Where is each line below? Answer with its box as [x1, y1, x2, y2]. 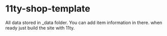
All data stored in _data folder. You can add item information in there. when [5, 19, 162, 25]
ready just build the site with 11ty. [5, 24, 75, 30]
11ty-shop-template [5, 3, 90, 14]
